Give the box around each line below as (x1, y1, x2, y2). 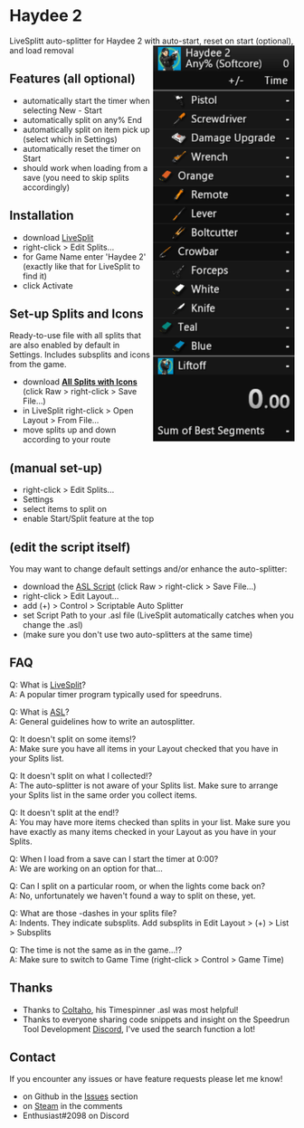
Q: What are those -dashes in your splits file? (9, 907, 177, 918)
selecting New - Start (22, 105, 102, 116)
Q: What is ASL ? (9, 706, 70, 717)
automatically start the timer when (22, 95, 151, 106)
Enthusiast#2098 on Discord (22, 1110, 129, 1122)
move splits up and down (22, 424, 117, 435)
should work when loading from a (22, 162, 148, 173)
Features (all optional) (9, 71, 136, 87)
